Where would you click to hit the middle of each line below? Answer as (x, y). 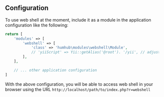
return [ (14, 34)
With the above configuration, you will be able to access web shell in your (79, 84)
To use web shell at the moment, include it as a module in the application (78, 20)
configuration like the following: (37, 25)
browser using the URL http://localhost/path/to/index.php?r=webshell (78, 89)
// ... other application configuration (55, 70)
